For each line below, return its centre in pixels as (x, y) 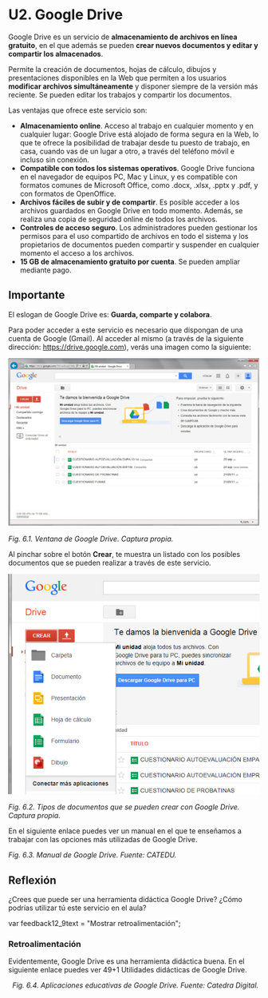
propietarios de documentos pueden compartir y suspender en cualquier (139, 245)
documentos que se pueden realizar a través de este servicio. (110, 563)
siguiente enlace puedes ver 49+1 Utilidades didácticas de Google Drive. (128, 970)
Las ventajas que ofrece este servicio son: (78, 110)
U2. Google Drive (66, 15)
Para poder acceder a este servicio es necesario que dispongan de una (126, 330)
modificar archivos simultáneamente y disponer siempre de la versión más (133, 86)
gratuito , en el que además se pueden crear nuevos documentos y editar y (134, 45)
